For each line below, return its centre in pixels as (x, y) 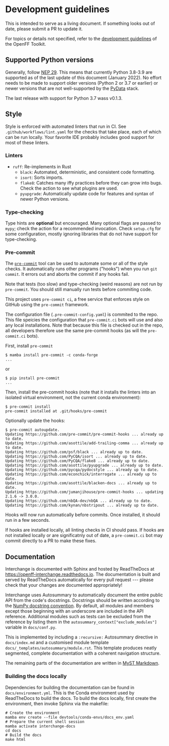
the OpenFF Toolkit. (26, 44)
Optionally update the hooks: (35, 421)
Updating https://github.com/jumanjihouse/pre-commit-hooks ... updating (84, 492)
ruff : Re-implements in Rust (42, 166)
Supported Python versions (50, 60)
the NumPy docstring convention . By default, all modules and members (79, 606)
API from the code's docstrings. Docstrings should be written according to (82, 600)
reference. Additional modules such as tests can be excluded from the (78, 617)
